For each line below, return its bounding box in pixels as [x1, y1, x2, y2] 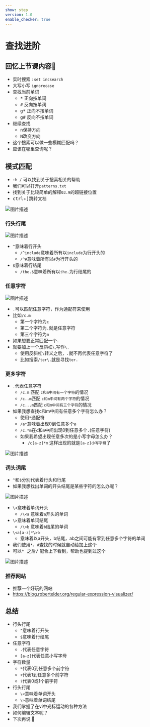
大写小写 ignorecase [12, 83, 54, 89]
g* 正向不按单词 [20, 108, 54, 114]
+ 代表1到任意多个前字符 [20, 672, 69, 678]
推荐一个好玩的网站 [12, 585, 53, 591]
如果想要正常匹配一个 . [12, 337, 59, 343]
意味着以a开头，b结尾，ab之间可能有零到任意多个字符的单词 [20, 535, 145, 542]
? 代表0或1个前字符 [20, 678, 58, 684]
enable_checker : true [5, 17, 51, 22]
